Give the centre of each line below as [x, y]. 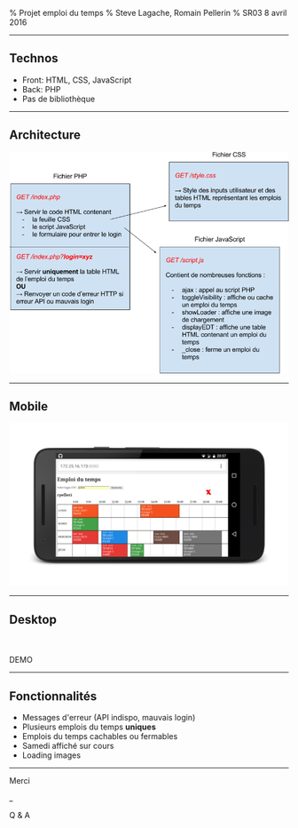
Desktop [33, 620]
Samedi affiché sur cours [68, 745]
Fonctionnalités [53, 696]
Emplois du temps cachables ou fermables [100, 736]
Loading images [51, 755]
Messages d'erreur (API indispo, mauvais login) [109, 717]
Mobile [29, 406]
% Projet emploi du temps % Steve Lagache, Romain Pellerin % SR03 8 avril [148, 13]
